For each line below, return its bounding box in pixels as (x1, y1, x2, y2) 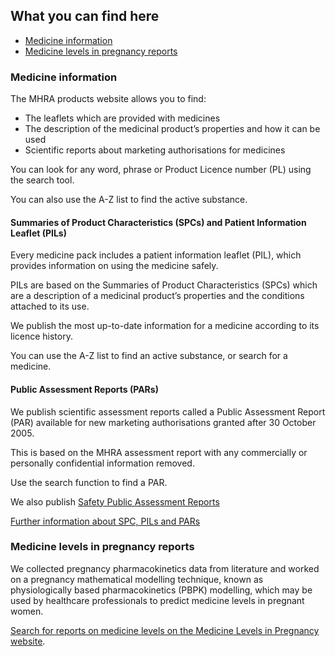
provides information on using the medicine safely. (10, 260, 219, 272)
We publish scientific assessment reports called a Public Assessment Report (10, 405, 326, 418)
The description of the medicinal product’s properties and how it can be (24, 123, 321, 135)
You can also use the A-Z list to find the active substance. (10, 194, 248, 206)
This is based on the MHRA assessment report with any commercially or (10, 446, 308, 458)
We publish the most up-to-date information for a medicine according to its (10, 320, 320, 332)
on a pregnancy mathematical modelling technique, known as (10, 573, 264, 585)
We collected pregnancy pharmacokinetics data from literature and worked (10, 562, 320, 574)
